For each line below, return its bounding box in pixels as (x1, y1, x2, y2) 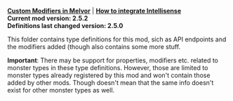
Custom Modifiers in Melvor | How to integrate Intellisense (7, 7, 181, 15)
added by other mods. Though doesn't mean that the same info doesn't (7, 79, 214, 87)
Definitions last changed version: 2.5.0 (7, 22, 124, 29)
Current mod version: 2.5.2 (7, 14, 88, 22)
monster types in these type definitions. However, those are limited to (7, 64, 208, 72)
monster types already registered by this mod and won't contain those (7, 71, 211, 79)
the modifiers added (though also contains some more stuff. (7, 43, 181, 50)
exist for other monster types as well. (7, 86, 115, 94)
